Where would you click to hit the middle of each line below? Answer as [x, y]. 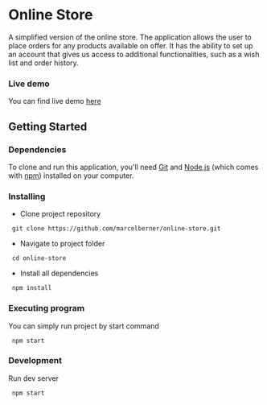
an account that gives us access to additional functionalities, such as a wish [134, 54]
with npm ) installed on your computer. [71, 176]
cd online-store [39, 258]
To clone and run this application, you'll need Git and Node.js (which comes [133, 167]
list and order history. [43, 63]
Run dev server [33, 378]
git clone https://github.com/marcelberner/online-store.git [116, 229]
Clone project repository [60, 214]
